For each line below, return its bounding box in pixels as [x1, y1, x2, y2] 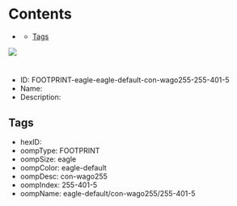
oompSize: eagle [19, 154, 77, 164]
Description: [19, 92, 61, 102]
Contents [8, 5, 73, 23]
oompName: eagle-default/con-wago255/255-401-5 [19, 188, 196, 198]
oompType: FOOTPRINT [19, 145, 100, 155]
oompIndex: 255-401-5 [19, 179, 98, 190]
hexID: [19, 137, 42, 146]
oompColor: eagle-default [19, 162, 107, 172]
